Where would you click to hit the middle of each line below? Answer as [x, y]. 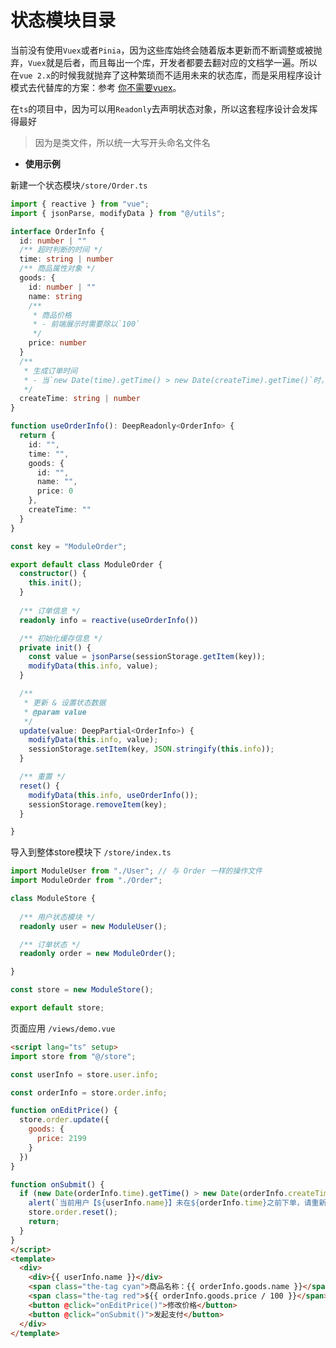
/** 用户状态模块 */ [57, 917]
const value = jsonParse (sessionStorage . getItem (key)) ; [147, 657]
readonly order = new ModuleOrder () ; [98, 954]
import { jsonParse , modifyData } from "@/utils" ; [118, 213]
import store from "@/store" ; [73, 1056]
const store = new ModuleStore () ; [82, 990]
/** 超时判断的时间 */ [61, 250]
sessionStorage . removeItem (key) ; [98, 804]
